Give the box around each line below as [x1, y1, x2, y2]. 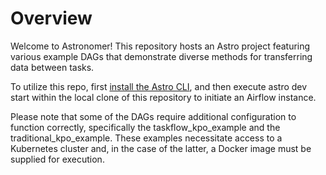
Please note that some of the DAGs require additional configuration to [10, 110, 297, 122]
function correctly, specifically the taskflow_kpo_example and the [10, 121, 281, 133]
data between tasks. [10, 61, 95, 73]
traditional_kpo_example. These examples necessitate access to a [10, 132, 283, 144]
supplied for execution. [10, 153, 105, 165]
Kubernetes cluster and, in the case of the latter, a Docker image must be [10, 142, 312, 154]
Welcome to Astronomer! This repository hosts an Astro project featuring [10, 40, 311, 52]
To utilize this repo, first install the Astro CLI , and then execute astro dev [10, 80, 308, 92]
